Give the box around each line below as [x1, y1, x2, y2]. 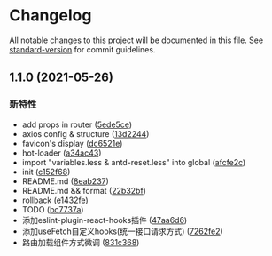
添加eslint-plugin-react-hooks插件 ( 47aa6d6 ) [21, 214, 188, 225]
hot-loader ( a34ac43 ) [21, 148, 102, 158]
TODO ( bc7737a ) [21, 204, 84, 214]
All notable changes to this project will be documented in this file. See [9, 35, 264, 45]
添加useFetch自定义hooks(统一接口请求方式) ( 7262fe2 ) [21, 226, 223, 236]
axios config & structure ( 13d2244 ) [21, 128, 150, 139]
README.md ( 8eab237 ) [21, 175, 109, 187]
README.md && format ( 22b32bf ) [21, 185, 146, 196]
